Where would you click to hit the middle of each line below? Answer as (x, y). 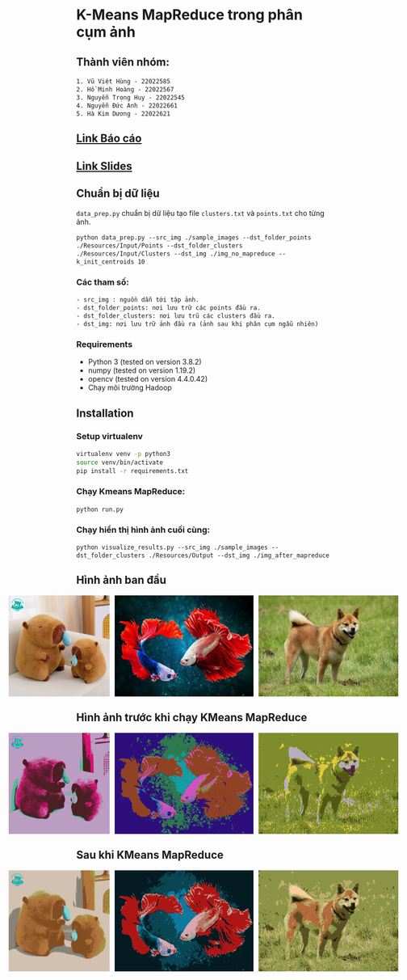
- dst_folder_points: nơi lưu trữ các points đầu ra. (169, 308)
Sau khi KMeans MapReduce (150, 855)
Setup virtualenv (109, 436)
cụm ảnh (106, 32)
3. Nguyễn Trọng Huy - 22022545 (130, 98)
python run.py (100, 509)
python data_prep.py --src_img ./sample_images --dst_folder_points (194, 237)
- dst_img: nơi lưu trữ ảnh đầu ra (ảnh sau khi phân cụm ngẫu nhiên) (197, 324)
